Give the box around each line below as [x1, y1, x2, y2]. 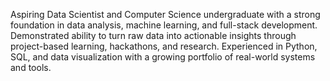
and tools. [10, 62, 52, 73]
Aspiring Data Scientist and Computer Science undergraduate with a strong [10, 9, 321, 20]
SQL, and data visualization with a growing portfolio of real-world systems [10, 51, 316, 63]
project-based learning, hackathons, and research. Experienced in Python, [10, 40, 318, 52]
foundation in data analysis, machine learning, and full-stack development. [10, 19, 318, 31]
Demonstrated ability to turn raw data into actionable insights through [10, 30, 297, 41]
